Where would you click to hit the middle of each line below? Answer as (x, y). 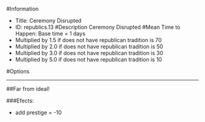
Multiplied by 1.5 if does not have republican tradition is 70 (88, 40)
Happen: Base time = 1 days (50, 34)
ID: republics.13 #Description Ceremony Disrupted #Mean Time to (98, 27)
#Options (18, 71)
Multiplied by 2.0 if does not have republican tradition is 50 (89, 46)
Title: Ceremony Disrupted (48, 20)
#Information (23, 9)
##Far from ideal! (28, 89)
